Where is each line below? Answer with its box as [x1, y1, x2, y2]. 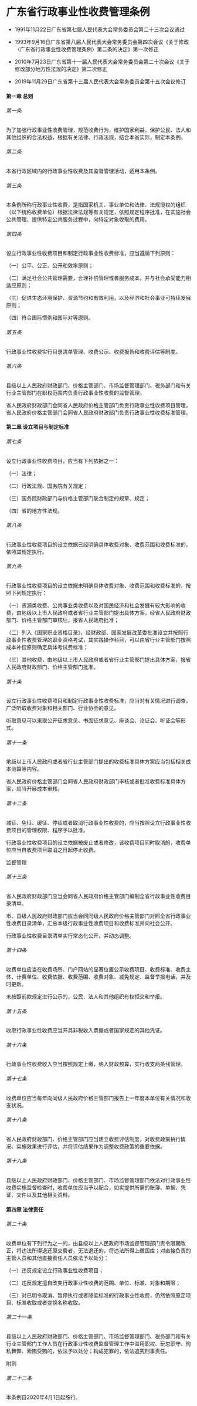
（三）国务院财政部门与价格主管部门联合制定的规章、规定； [6, 494, 150, 502]
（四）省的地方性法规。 [6, 507, 63, 514]
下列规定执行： [11, 589, 47, 596]
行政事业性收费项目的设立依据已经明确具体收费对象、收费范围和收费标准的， [6, 541, 191, 548]
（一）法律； [6, 470, 37, 477]
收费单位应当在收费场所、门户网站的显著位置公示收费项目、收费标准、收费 [6, 965, 186, 973]
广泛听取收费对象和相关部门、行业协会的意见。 [6, 704, 119, 712]
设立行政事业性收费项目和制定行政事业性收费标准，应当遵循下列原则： [6, 250, 176, 257]
